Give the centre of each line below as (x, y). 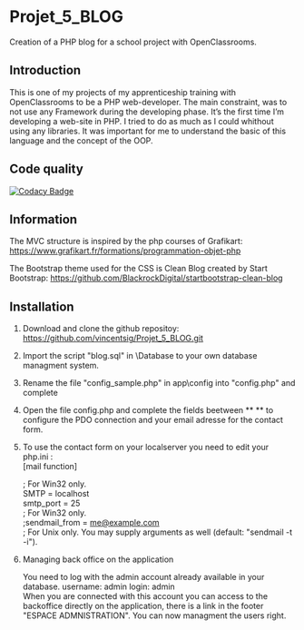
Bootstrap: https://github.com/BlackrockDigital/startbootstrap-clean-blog (146, 278)
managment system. (61, 366)
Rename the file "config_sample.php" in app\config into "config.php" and (159, 383)
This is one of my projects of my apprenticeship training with (123, 92)
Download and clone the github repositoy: (101, 329)
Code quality (46, 169)
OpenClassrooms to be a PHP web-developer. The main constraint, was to (148, 102)
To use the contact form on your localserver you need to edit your (146, 448)
